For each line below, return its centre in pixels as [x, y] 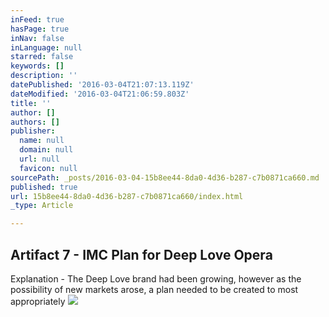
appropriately [38, 301]
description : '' [44, 76]
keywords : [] [37, 66]
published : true [44, 187]
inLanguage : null [46, 47]
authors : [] [35, 122]
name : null [42, 141]
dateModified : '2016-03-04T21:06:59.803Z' [100, 94]
